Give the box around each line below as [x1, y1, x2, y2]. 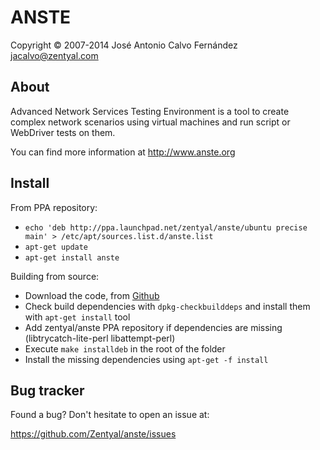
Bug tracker [10, 382, 85, 399]
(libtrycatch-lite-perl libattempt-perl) [24, 332, 176, 344]
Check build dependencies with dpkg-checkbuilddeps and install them [24, 300, 311, 312]
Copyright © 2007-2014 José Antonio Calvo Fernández [10, 39, 238, 51]
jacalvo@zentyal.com [10, 49, 99, 61]
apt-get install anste [24, 252, 120, 263]
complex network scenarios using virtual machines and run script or [10, 116, 291, 128]
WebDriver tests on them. [10, 126, 116, 138]
